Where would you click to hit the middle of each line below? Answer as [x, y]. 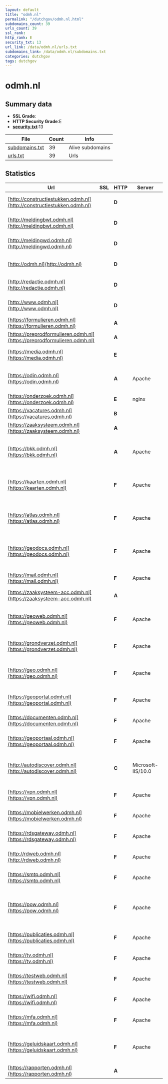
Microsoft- [145, 765]
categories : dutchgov [28, 56]
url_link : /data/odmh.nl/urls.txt [41, 47]
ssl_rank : [15, 33]
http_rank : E [19, 38]
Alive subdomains [90, 148]
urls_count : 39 [21, 29]
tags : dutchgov [21, 61]
